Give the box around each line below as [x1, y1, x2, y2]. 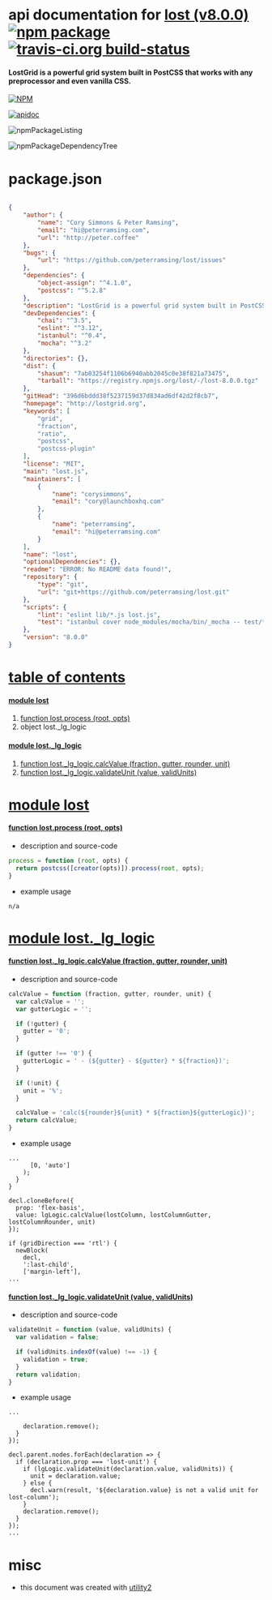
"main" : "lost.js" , [23, 467, 89, 475]
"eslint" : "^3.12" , [37, 324, 104, 332]
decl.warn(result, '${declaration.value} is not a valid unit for [29, 1486, 259, 1495]
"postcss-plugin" [37, 444, 96, 453]
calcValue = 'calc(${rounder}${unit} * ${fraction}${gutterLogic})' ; [15, 1109, 255, 1117]
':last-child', [23, 1261, 74, 1269]
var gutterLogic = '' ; [15, 1005, 92, 1013]
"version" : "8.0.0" [23, 633, 89, 641]
